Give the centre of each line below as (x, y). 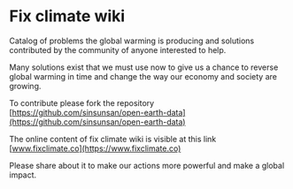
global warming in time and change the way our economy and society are (143, 76)
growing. (25, 86)
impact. (23, 175)
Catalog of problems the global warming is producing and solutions (132, 41)
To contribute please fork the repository (82, 102)
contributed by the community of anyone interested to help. (118, 49)
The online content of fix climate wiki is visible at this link (113, 139)
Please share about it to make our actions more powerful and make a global (147, 165)
